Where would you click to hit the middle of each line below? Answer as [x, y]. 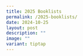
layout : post [22, 28]
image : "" [18, 38]
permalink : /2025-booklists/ [42, 17]
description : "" [26, 33]
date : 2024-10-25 [27, 22]
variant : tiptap [26, 44]
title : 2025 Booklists [34, 11]
